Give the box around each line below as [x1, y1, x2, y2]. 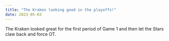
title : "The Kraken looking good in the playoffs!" [5, 7, 116, 12]
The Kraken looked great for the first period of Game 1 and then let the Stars [5, 25, 164, 31]
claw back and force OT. [5, 31, 57, 37]
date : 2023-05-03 [5, 12, 42, 17]
